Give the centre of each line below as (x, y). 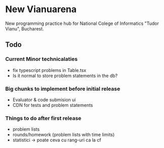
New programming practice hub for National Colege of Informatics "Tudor (82, 23)
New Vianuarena (41, 9)
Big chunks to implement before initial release (63, 89)
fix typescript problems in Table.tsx (49, 70)
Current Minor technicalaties (42, 59)
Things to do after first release (44, 118)
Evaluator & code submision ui (44, 99)
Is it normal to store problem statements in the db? (65, 76)
